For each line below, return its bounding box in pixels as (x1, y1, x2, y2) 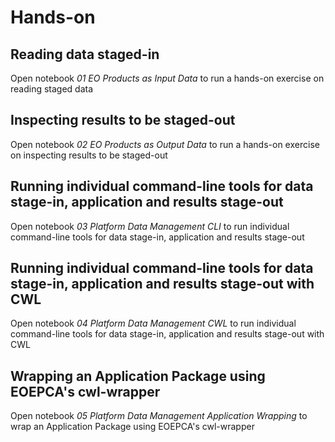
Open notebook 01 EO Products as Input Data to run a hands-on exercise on (10, 72, 325, 84)
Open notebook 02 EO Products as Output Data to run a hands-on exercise (10, 138, 320, 150)
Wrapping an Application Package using (10, 367, 266, 385)
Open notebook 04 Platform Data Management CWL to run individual (10, 317, 297, 330)
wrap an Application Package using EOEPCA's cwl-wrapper (10, 421, 255, 433)
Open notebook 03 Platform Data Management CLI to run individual (10, 220, 290, 232)
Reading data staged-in (10, 46, 160, 63)
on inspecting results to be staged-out (10, 149, 168, 161)
